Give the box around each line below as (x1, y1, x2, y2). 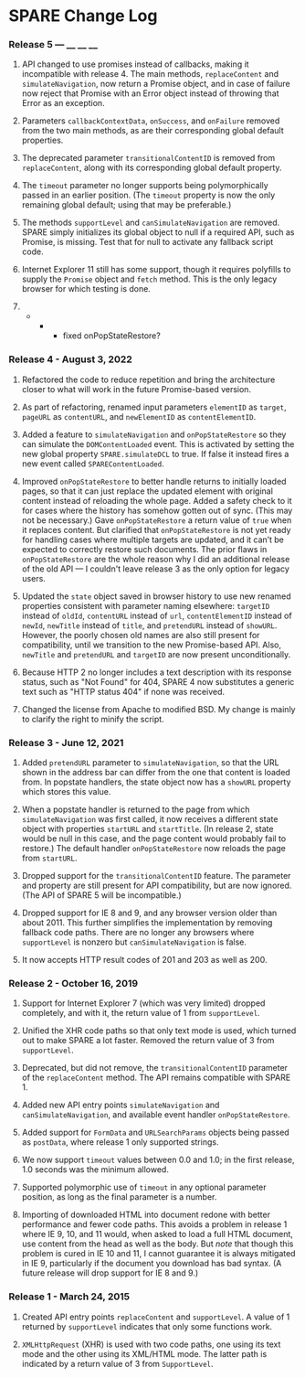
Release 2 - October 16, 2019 (8, 977, 139, 989)
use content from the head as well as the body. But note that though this (21, 1238, 294, 1249)
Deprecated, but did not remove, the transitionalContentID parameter (21, 1063, 289, 1074)
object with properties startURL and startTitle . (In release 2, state (21, 824, 274, 835)
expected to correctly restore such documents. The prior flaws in (21, 543, 268, 554)
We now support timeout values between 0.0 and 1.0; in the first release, (21, 1154, 295, 1166)
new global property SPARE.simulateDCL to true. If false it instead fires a (21, 448, 289, 459)
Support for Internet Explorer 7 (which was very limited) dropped (21, 998, 266, 1009)
